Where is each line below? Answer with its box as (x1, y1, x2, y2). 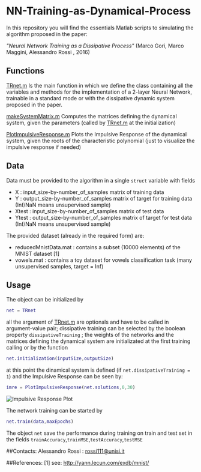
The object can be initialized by (6, 296, 84, 303)
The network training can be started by (6, 407, 103, 414)
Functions (6, 66, 45, 76)
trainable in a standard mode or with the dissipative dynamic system (6, 94, 175, 101)
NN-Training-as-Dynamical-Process (6, 4, 191, 18)
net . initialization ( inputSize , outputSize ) (6, 356, 114, 362)
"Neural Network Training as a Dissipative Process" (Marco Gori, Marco (6, 42, 184, 49)
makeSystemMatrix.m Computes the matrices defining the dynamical (6, 112, 177, 120)
